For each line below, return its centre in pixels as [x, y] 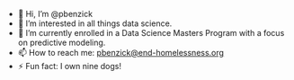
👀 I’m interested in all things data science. [95, 23]
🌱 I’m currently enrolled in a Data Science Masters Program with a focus [151, 33]
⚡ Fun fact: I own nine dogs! [69, 66]
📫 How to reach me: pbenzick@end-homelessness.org [121, 53]
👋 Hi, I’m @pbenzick [55, 14]
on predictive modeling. [62, 42]
